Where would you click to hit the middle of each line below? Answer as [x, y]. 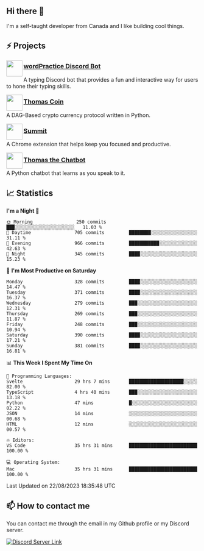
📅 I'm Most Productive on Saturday [51, 271]
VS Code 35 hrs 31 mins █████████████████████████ [102, 446]
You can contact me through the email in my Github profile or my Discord [98, 524]
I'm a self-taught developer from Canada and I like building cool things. [95, 26]
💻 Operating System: [33, 463]
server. [15, 530]
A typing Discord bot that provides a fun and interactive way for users [111, 79]
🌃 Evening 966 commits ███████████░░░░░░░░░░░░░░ [102, 244]
